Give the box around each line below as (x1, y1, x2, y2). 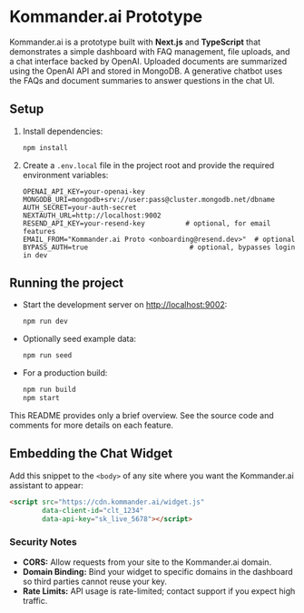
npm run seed (22, 351, 73, 360)
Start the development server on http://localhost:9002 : (22, 299, 228, 310)
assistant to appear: (9, 479, 83, 490)
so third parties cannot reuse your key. (22, 576, 168, 587)
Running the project (9, 276, 124, 291)
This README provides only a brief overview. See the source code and (9, 409, 274, 420)
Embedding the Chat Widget (9, 446, 173, 461)
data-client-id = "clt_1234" (42, 506, 144, 515)
